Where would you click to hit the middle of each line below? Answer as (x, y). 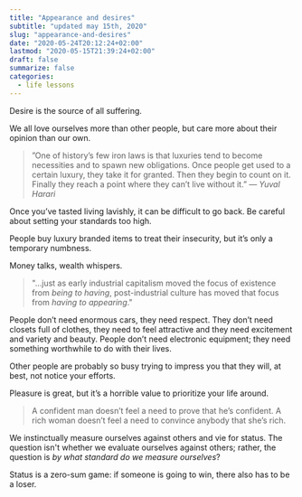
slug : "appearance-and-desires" (70, 34)
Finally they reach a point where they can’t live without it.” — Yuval (156, 184)
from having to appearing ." (82, 302)
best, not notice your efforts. (62, 375)
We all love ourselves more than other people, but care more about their (143, 128)
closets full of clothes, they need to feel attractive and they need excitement (151, 329)
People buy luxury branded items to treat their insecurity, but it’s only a (141, 238)
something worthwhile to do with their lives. (90, 348)
